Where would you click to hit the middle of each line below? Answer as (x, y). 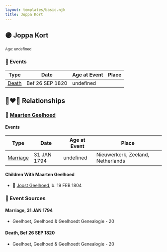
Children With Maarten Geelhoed (40, 174)
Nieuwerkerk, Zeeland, (123, 155)
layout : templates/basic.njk (35, 10)
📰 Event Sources (25, 199)
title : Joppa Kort (24, 14)
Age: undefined (18, 49)
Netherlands (111, 161)
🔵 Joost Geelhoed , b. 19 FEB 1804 (47, 186)
